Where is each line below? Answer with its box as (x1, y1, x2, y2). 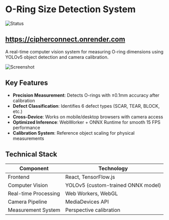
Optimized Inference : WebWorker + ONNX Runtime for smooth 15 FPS (12, 119, 161, 125)
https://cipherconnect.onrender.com (5, 35, 126, 44)
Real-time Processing (8, 190, 60, 197)
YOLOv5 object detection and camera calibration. (5, 54, 109, 60)
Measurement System (8, 207, 61, 214)
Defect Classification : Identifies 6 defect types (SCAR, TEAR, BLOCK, (12, 103, 160, 109)
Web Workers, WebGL (65, 190, 118, 197)
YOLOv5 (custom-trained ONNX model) (65, 182, 161, 189)
